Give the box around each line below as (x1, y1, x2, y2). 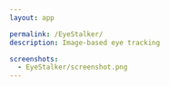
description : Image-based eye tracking (9, 38, 161, 47)
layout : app (9, 13, 55, 23)
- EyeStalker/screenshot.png (17, 62, 128, 72)
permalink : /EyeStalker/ (9, 29, 104, 39)
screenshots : (9, 54, 59, 63)
